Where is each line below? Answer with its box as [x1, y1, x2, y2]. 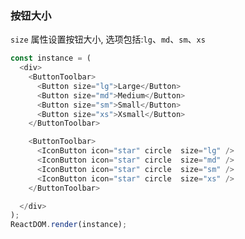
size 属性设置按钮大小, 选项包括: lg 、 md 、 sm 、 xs [10, 33, 206, 46]
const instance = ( [10, 53, 92, 64]
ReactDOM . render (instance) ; [10, 220, 128, 230]
